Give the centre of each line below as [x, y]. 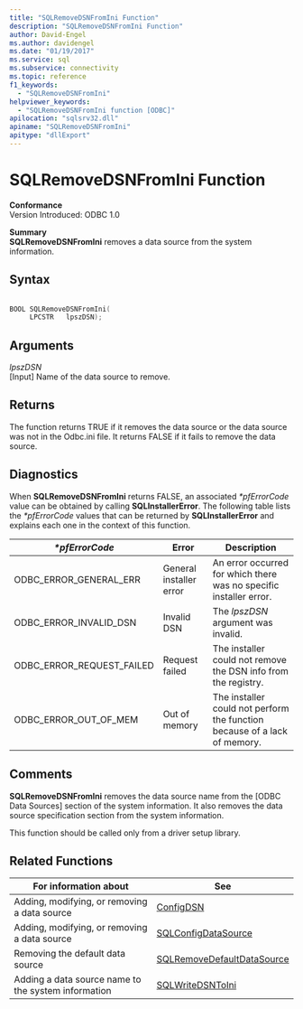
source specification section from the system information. [117, 815]
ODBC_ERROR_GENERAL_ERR [78, 579]
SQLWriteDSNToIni [197, 986]
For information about [81, 886]
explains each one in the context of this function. [100, 525]
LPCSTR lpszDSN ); [66, 317]
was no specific [246, 585]
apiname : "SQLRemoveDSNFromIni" [70, 127]
